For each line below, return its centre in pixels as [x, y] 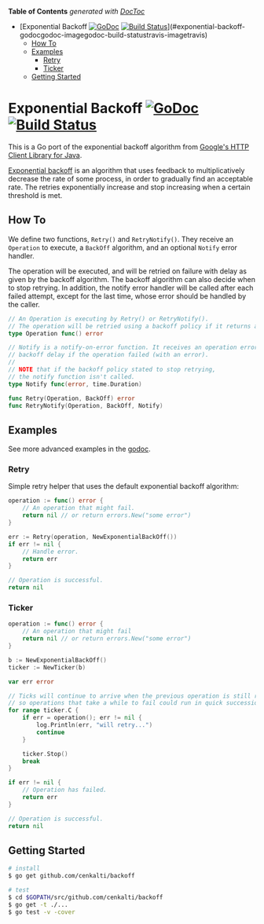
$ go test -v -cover [42, 912]
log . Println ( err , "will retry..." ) [95, 725]
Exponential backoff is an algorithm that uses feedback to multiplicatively [126, 170]
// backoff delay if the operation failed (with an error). [109, 355]
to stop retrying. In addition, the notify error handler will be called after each [131, 288]
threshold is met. [35, 195]
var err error [31, 682]
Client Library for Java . [45, 155]
